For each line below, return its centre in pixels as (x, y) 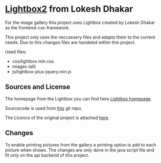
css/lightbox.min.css (33, 61)
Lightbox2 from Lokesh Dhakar (69, 9)
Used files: (16, 52)
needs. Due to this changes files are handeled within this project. (70, 42)
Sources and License (38, 87)
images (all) (24, 66)
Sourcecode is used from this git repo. (44, 108)
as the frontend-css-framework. (37, 27)
